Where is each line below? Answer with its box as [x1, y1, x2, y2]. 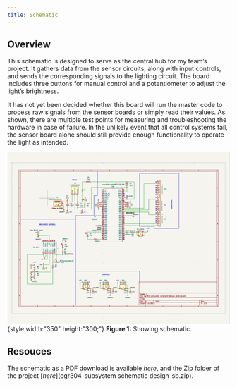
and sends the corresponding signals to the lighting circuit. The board [7, 72, 210, 80]
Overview [7, 39, 51, 51]
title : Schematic [7, 11, 59, 18]
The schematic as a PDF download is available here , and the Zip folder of [7, 364, 220, 373]
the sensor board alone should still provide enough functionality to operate [7, 130, 224, 139]
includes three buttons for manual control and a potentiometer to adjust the [7, 80, 226, 88]
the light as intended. [7, 138, 69, 147]
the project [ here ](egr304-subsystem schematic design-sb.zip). [7, 371, 194, 380]
